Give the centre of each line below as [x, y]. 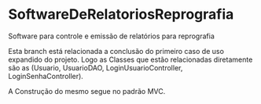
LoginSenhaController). [46, 76]
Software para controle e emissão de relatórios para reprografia [111, 36]
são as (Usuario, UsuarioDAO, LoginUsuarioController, [96, 67]
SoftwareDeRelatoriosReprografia [121, 14]
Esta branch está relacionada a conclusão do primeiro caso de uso [116, 51]
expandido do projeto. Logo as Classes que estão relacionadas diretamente [130, 59]
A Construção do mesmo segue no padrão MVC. [87, 91]
